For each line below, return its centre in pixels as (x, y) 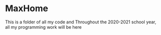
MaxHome (27, 9)
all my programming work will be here (43, 27)
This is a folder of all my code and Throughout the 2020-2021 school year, (81, 22)
